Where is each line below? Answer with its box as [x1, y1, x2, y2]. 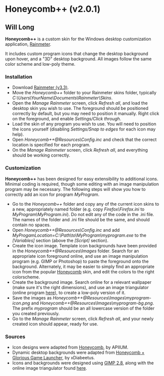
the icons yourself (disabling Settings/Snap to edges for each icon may [12, 126, 156, 132]
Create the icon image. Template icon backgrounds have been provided [12, 242, 157, 248]
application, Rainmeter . [5, 41, 51, 47]
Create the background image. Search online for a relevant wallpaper [12, 279, 152, 285]
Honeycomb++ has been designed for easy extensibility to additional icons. [5, 176, 159, 182]
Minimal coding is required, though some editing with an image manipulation [5, 181, 159, 187]
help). [12, 132, 24, 137]
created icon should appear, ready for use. [12, 321, 98, 327]
